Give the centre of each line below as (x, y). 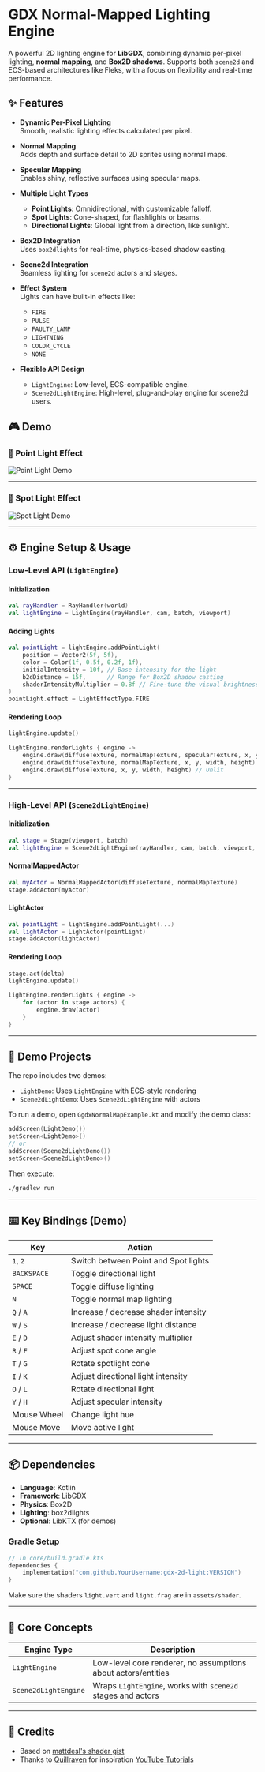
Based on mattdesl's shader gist (72, 1751)
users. (42, 401)
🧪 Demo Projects (50, 1057)
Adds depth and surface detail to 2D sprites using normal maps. (123, 154)
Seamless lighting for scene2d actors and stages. (98, 272)
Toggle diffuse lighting (112, 1286)
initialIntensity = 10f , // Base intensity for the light (119, 670)
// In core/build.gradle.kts (56, 1558)
